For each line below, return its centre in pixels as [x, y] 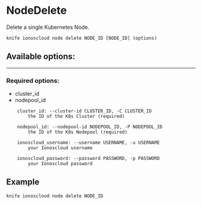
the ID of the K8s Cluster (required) [76, 117]
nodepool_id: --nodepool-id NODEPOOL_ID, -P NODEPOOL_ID [90, 127]
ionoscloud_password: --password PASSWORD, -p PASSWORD [89, 159]
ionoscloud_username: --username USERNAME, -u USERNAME [89, 143]
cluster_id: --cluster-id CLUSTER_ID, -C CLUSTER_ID [84, 111]
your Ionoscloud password [60, 164]
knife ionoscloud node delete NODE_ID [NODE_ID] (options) [82, 38]
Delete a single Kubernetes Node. [48, 27]
